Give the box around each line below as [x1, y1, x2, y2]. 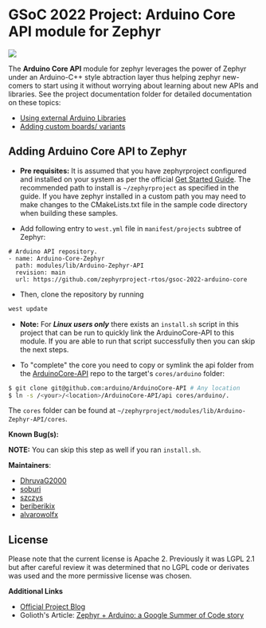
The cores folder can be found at [8, 406, 116, 415]
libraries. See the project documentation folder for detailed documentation [8, 89, 252, 99]
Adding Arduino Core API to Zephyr [8, 145, 187, 159]
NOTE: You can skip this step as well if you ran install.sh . [8, 445, 201, 455]
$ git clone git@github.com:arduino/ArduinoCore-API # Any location [8, 384, 241, 392]
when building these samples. [19, 208, 118, 218]
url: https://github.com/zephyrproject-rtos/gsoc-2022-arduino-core [15, 275, 248, 284]
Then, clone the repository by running [19, 289, 145, 299]
